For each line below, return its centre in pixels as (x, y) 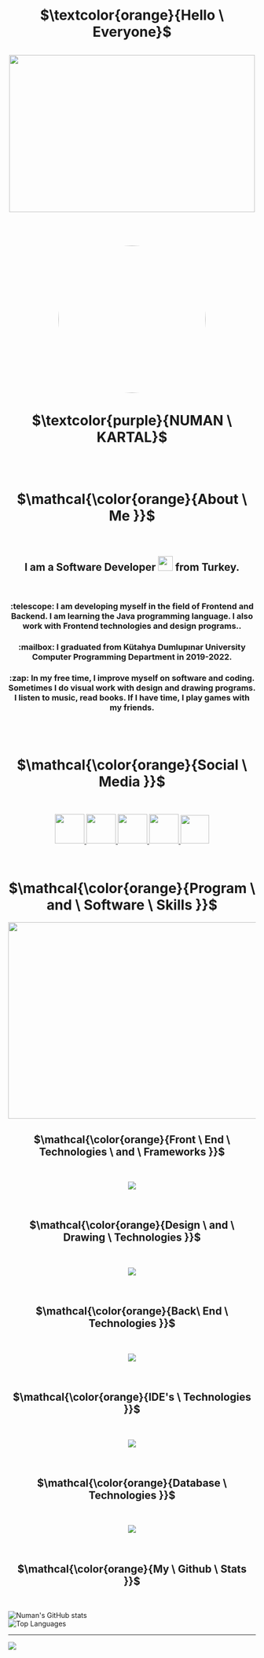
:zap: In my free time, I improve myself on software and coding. (132, 678)
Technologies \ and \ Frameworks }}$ (132, 1151)
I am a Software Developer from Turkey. (132, 567)
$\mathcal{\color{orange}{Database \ (132, 1483)
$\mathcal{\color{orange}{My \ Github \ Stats (132, 1569)
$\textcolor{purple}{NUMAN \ (132, 420)
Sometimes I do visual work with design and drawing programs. (132, 688)
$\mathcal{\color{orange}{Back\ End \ (132, 1311)
